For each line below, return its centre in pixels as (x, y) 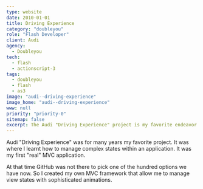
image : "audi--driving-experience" (51, 97)
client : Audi (23, 40)
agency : (16, 46)
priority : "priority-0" (36, 114)
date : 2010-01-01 (28, 18)
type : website (24, 12)
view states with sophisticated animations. (59, 180)
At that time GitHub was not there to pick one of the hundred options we (97, 167)
